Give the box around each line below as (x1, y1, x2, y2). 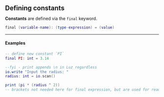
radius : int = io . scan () (5, 74, 56, 79)
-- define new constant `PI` (5, 51, 64, 56)
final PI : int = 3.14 (5, 56, 49, 61)
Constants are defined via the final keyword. (5, 16, 98, 22)
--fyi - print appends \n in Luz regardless (5, 65, 97, 70)
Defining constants (5, 4, 65, 12)
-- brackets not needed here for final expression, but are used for (5, 87, 150, 92)
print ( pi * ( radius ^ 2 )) (5, 83, 60, 88)
